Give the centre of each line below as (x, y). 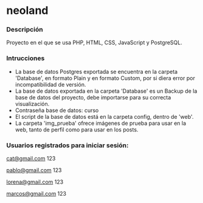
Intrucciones (26, 58)
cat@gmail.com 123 (31, 159)
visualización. (32, 104)
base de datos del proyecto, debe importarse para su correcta (93, 97)
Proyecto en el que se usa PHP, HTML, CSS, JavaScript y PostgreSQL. (94, 42)
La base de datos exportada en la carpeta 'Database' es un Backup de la (106, 91)
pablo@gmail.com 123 (34, 170)
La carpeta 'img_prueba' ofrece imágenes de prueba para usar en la (101, 123)
